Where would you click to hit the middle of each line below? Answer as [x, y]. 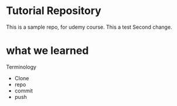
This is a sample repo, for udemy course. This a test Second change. [89, 27]
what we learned [47, 51]
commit [24, 90]
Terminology [21, 67]
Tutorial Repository [54, 11]
